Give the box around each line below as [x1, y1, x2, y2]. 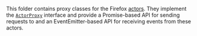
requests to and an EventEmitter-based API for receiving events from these [6, 18, 192, 25]
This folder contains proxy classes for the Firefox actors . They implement [6, 5, 187, 12]
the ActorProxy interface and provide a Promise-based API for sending [6, 11, 180, 19]
